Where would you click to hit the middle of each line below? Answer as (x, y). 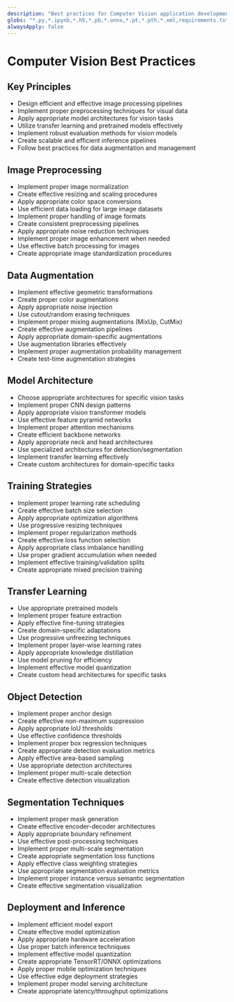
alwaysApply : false (36, 26)
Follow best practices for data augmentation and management (107, 148)
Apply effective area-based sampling (70, 758)
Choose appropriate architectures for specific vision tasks (101, 397)
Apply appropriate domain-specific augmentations (89, 336)
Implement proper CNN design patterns (74, 404)
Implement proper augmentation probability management (99, 351)
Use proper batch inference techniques (73, 946)
